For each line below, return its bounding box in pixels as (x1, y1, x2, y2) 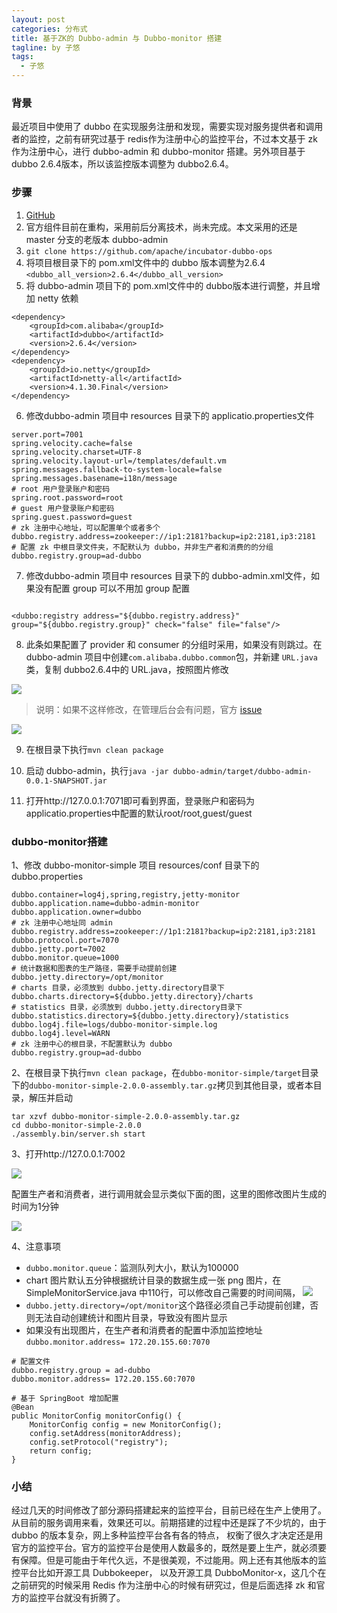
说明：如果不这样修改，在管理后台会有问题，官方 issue (35, 703, 263, 715)
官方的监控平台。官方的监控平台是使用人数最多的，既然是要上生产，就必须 (11, 1542, 318, 1554)
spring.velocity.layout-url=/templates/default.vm (11, 456, 227, 466)
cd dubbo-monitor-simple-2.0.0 (11, 1120, 142, 1130)
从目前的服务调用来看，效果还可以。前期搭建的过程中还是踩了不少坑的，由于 (11, 1517, 327, 1529)
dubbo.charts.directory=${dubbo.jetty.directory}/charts (11, 991, 254, 1001)
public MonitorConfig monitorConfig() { (11, 1411, 183, 1421)
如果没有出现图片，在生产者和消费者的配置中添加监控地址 (25, 1324, 263, 1336)
